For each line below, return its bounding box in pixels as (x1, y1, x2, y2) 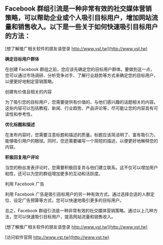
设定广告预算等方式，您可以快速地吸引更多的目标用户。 (13, 197, 124, 203)
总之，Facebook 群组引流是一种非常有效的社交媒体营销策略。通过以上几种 (5, 208, 154, 213)
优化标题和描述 (5, 121, 35, 127)
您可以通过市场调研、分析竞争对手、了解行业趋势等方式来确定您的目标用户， (5, 72, 158, 78)
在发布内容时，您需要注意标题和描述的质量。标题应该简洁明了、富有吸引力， (5, 131, 158, 137)
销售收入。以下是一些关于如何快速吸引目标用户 (17, 23, 158, 31)
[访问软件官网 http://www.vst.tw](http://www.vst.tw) (5, 234, 110, 240)
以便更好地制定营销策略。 (5, 78, 56, 84)
